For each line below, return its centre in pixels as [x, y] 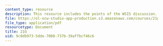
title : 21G [16, 32]
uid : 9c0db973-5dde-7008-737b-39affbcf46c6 [50, 36]
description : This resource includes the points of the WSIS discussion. [81, 14]
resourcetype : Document [29, 27]
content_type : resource [29, 9]
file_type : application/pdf [33, 23]
